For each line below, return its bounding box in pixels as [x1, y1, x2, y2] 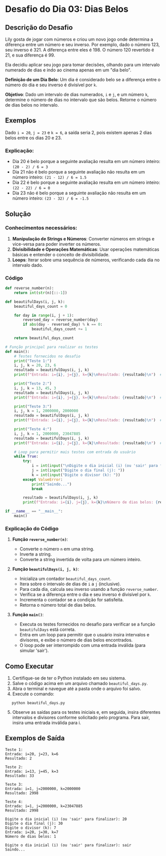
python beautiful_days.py [11, 700, 65, 706]
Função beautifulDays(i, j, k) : [12, 566, 79, 572]
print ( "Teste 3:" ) [14, 404, 52, 409]
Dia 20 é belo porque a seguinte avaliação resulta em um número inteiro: [12, 159, 161, 165]
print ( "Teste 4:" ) [14, 427, 52, 432]
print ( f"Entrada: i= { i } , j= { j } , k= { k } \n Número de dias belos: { [23, 500, 158, 505]
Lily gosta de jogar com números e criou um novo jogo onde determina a [5, 36, 153, 42]
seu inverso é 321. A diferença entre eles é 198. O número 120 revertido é [5, 47, 155, 53]
